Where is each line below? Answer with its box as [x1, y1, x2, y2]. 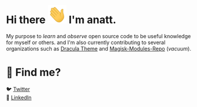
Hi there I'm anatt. [6, 14, 116, 26]
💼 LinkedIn [6, 93, 32, 101]
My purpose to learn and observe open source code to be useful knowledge [6, 32, 191, 39]
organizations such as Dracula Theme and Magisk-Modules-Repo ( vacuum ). [6, 45, 192, 52]
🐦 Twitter [6, 85, 31, 92]
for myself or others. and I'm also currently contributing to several [6, 39, 166, 46]
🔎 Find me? [6, 66, 61, 79]
